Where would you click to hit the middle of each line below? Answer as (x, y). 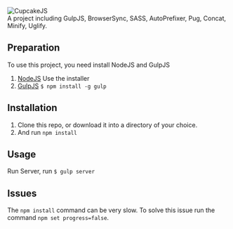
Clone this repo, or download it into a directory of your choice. (107, 125)
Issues (22, 193)
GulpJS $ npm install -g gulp (62, 86)
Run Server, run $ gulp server (51, 171)
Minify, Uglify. (27, 26)
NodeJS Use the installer (53, 78)
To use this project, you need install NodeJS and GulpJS (89, 65)
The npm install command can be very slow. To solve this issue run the (111, 210)
